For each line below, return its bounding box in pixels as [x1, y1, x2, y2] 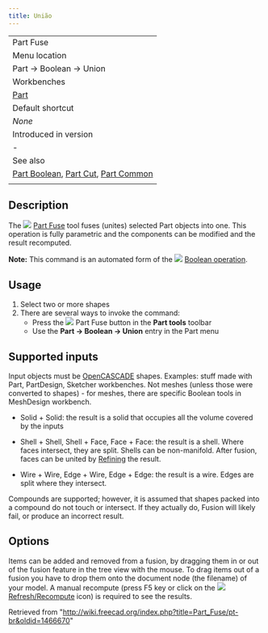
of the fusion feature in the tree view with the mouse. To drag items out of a [8, 564, 260, 574]
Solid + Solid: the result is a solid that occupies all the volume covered [19, 413, 253, 423]
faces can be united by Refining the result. [19, 454, 161, 464]
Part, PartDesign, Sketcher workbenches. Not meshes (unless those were [8, 380, 253, 390]
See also [12, 154, 46, 166]
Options [8, 534, 50, 548]
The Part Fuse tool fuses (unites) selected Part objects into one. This [8, 221, 247, 230]
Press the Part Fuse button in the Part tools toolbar [31, 318, 212, 327]
